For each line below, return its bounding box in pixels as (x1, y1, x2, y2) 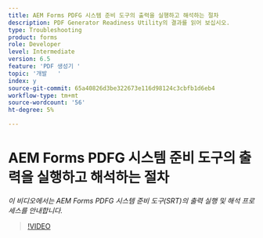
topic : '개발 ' (8, 70, 61, 78)
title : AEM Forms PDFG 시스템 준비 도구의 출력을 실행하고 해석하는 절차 (8, 11, 219, 20)
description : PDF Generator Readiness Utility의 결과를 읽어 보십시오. (8, 19, 231, 27)
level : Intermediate (8, 48, 76, 56)
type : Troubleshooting (8, 26, 82, 34)
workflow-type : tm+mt (8, 92, 79, 99)
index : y (8, 77, 37, 85)
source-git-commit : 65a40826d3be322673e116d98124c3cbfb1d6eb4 (8, 84, 215, 92)
